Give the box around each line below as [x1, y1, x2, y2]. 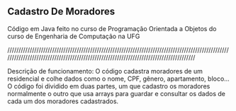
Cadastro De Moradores [7, 6, 116, 18]
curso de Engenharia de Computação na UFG [7, 32, 140, 40]
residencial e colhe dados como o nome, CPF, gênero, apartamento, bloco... [7, 74, 230, 83]
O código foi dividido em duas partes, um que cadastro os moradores [7, 81, 210, 90]
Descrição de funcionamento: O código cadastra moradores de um [7, 66, 203, 75]
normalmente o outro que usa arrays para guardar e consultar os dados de [7, 89, 225, 98]
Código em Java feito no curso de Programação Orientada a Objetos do [7, 24, 217, 33]
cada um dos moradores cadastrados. [7, 97, 119, 105]
